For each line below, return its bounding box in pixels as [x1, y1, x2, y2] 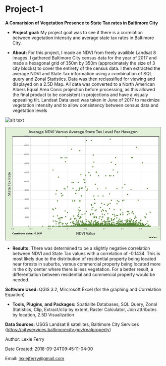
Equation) [5, 292, 25, 298]
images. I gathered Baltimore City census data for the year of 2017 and [12, 54, 157, 60]
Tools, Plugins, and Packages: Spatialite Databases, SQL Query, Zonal [12, 301, 157, 308]
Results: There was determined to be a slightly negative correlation [12, 245, 150, 251]
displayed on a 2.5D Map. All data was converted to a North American [12, 81, 155, 87]
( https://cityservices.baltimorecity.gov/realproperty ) [5, 327, 111, 333]
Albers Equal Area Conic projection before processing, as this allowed [12, 86, 155, 92]
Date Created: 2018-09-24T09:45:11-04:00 [5, 346, 93, 352]
